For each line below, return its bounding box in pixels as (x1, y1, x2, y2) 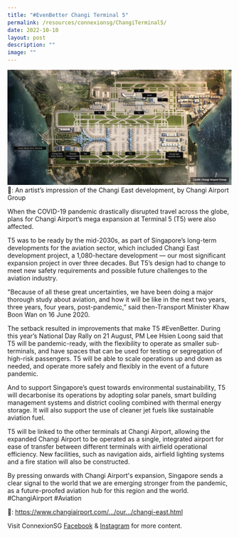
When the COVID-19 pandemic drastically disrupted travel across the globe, (7, 207, 230, 216)
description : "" (7, 41, 55, 49)
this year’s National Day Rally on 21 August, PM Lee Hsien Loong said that (7, 331, 223, 341)
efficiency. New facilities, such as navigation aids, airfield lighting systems (7, 450, 225, 459)
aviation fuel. (7, 413, 46, 422)
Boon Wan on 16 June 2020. (7, 310, 90, 319)
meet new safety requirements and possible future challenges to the (7, 267, 208, 275)
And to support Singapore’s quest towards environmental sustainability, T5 (7, 383, 225, 392)
